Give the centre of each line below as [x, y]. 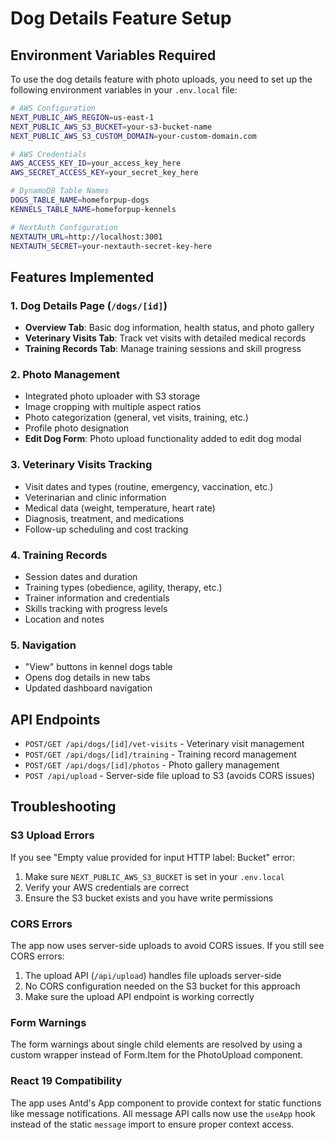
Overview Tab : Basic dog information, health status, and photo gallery [169, 328]
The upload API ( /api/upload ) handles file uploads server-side [153, 976]
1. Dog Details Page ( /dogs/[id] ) [89, 305]
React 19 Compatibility [66, 1081]
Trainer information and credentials [97, 598]
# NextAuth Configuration [64, 227]
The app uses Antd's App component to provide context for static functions [166, 1103]
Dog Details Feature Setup [121, 18]
